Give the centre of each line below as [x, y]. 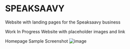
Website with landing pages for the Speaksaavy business [63, 22]
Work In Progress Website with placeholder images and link [65, 31]
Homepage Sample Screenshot [37, 41]
